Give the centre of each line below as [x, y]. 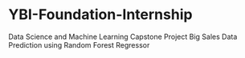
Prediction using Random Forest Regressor [79, 44]
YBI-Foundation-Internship [100, 15]
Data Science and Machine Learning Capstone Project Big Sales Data [123, 37]
